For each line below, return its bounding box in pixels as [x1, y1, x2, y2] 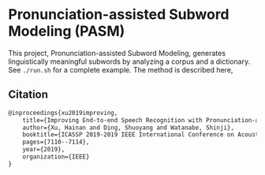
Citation [8, 88, 49, 102]
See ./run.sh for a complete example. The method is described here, [8, 65, 233, 74]
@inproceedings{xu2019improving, [8, 109, 118, 117]
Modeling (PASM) [8, 22, 125, 40]
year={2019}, [22, 146, 65, 154]
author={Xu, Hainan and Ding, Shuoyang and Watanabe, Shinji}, [22, 124, 235, 132]
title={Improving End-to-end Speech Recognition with [22, 116, 203, 124]
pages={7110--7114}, [22, 138, 90, 147]
